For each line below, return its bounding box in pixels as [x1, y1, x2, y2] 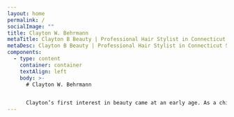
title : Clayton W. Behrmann [7, 29, 89, 37]
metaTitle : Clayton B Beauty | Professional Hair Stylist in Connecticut [7, 36, 226, 43]
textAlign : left [19, 68, 68, 75]
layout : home [7, 10, 45, 17]
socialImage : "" [7, 23, 54, 30]
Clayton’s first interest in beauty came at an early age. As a [25, 100, 217, 107]
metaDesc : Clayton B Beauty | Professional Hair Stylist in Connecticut [7, 42, 223, 49]
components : [7, 49, 42, 56]
